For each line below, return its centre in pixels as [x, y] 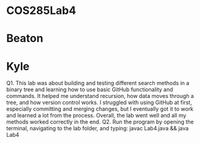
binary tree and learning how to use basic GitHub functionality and [90, 89]
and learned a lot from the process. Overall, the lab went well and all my [96, 116]
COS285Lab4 [41, 11]
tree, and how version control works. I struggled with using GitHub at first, [99, 103]
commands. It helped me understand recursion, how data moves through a [100, 96]
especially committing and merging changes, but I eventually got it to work [100, 109]
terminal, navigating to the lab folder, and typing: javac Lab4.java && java [98, 128]
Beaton [25, 39]
